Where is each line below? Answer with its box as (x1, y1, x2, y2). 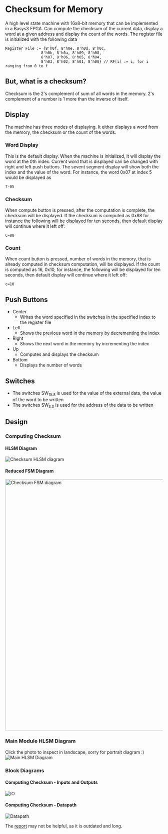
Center (12, 309, 27, 315)
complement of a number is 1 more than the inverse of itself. (5, 96, 129, 102)
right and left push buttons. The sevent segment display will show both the (5, 163, 159, 169)
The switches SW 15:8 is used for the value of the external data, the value (12, 390, 161, 397)
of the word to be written (12, 396, 64, 403)
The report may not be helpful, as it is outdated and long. (5, 823, 122, 829)
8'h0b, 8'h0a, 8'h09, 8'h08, (40, 50, 101, 55)
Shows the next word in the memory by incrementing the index (19, 341, 149, 347)
